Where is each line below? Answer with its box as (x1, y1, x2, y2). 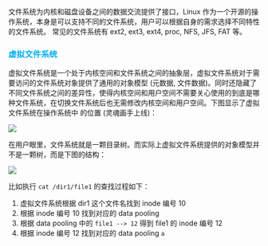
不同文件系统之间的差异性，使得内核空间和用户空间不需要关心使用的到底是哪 (8, 88, 260, 98)
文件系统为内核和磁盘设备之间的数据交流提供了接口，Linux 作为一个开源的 (8, 7, 252, 16)
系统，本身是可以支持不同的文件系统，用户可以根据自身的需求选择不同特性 (14, 17, 260, 26)
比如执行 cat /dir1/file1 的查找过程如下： (8, 182, 150, 191)
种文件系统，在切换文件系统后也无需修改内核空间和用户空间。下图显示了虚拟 (8, 98, 260, 107)
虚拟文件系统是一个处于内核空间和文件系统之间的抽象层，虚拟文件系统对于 (8, 68, 253, 78)
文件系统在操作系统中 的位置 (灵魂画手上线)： (8, 108, 158, 118)
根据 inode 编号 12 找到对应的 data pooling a (19, 228, 165, 238)
